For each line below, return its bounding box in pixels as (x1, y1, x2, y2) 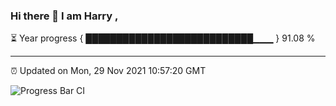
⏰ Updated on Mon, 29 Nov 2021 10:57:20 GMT (10, 65, 207, 77)
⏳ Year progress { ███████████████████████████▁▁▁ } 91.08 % (10, 32, 316, 44)
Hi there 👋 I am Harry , (10, 9, 119, 23)
